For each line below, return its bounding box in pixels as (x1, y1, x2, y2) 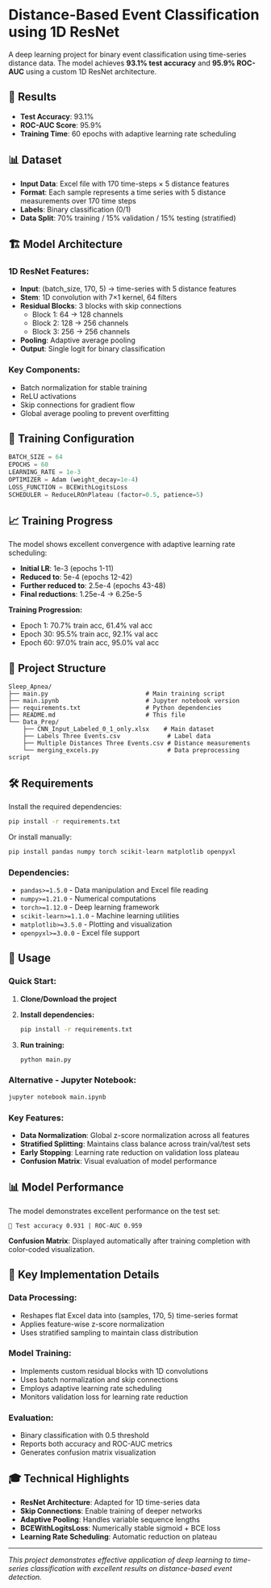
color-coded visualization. (8, 1244, 95, 1254)
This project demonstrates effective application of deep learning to (8, 1555, 231, 1565)
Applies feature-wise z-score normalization (19, 1319, 165, 1329)
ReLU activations (19, 391, 77, 401)
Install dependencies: (19, 1010, 95, 1019)
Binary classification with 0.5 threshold (19, 1430, 149, 1440)
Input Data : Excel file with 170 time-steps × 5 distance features (19, 179, 230, 188)
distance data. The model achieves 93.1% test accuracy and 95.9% (8, 58, 236, 68)
